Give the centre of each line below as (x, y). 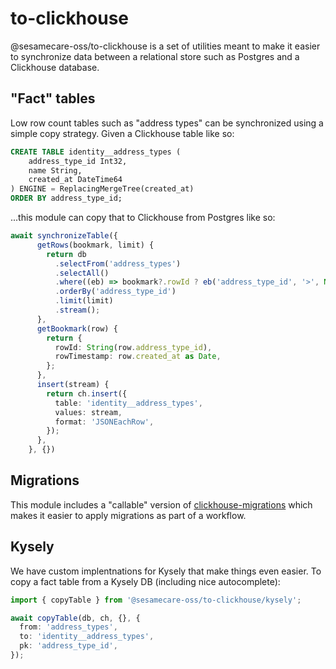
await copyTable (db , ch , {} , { (75, 618)
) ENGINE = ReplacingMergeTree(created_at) (102, 189)
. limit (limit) (84, 301)
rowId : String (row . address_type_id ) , (133, 347)
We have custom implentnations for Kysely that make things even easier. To (166, 571)
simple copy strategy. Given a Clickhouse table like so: (122, 133)
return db (66, 254)
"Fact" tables (53, 98)
